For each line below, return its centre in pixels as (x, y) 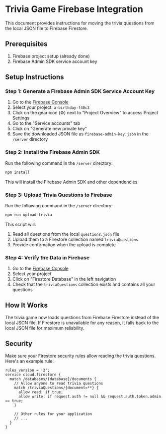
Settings (21, 118)
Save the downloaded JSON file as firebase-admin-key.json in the (81, 134)
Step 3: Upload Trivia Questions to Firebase (59, 195)
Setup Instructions (35, 77)
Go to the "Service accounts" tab (46, 123)
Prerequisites (26, 44)
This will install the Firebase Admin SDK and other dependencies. (72, 182)
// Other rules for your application (53, 414)
